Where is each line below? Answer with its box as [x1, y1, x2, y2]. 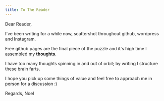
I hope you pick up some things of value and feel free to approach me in [5, 75, 153, 81]
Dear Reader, [5, 21, 32, 27]
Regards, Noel [5, 90, 34, 96]
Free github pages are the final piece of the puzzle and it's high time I [5, 45, 147, 51]
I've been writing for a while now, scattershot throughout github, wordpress [5, 30, 159, 36]
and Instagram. [5, 36, 36, 42]
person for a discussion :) [5, 81, 57, 87]
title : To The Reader [5, 7, 50, 12]
